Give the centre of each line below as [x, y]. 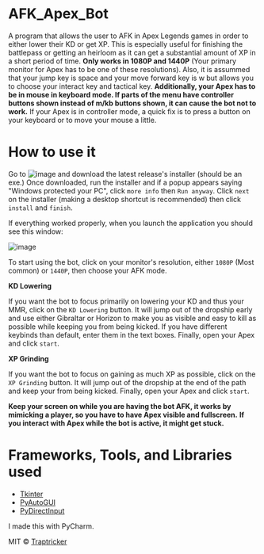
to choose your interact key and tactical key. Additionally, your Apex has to [132, 86]
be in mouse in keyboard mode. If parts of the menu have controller [121, 94]
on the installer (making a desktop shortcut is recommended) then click [125, 199]
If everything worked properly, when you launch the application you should [131, 223]
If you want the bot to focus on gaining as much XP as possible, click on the [132, 374]
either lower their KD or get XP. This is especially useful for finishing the [126, 44]
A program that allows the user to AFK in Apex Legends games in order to [128, 36]
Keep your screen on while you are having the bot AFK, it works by [120, 406]
